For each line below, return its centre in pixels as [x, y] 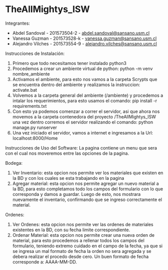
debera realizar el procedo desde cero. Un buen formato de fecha [80, 256]
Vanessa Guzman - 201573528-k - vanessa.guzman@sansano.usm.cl [85, 38]
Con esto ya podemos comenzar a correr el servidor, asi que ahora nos [86, 111]
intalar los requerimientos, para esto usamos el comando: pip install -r [85, 100]
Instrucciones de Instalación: [35, 53]
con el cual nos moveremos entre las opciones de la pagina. [67, 153]
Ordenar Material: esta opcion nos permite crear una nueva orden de [83, 235]
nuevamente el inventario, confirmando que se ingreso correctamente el [87, 199]
